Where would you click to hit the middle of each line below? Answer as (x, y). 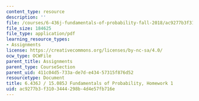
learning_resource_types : (38, 39)
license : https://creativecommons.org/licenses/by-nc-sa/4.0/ (84, 50)
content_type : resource (36, 12)
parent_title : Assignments (39, 61)
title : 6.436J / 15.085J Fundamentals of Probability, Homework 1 (90, 84)
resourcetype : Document (36, 78)
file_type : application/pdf (41, 34)
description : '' (26, 17)
